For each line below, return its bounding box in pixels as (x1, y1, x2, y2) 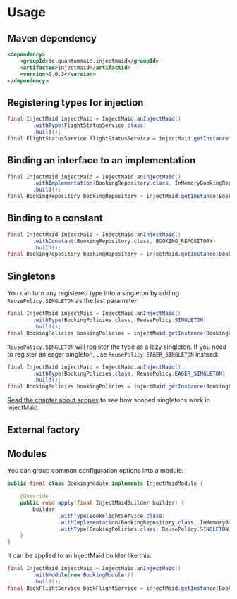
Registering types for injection (7, 97, 144, 109)
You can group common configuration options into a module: (7, 467, 184, 475)
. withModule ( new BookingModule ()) (32, 572, 134, 579)
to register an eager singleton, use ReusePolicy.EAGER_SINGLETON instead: (7, 350, 219, 358)
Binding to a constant (7, 212, 104, 224)
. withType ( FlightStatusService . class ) (32, 122, 147, 129)
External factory (7, 424, 80, 436)
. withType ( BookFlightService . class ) (57, 512, 166, 519)
